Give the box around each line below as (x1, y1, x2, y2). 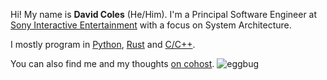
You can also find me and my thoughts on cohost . (10, 58, 215, 69)
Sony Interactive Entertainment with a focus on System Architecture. (10, 19, 292, 31)
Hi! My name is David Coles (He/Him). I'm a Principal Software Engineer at (10, 9, 318, 20)
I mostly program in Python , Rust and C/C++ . (10, 39, 196, 50)
